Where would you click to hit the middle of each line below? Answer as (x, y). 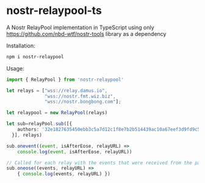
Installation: (21, 46)
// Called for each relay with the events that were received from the (99, 163)
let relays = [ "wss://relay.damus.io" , (57, 91)
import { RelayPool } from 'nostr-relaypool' (65, 80)
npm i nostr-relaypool (35, 57)
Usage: (15, 68)
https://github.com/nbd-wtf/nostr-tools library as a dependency (86, 33)
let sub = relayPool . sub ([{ (39, 124)
